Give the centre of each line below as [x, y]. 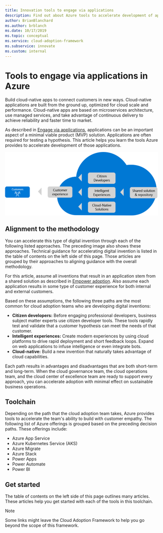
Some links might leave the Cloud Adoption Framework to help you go [75, 520]
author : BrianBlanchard [29, 20]
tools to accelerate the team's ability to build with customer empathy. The [78, 419]
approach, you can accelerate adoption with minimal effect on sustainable [79, 382]
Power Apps [24, 459]
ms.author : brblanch [26, 26]
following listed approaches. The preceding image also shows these [73, 246]
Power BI [21, 469]
